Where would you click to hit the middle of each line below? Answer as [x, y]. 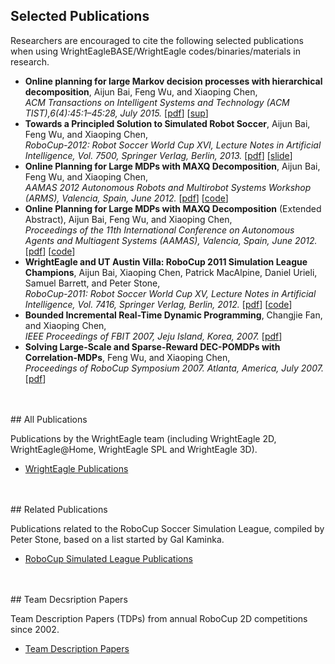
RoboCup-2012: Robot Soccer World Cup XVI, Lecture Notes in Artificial [173, 145]
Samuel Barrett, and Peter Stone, [92, 283]
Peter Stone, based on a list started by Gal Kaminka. [117, 539]
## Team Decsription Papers [69, 599]
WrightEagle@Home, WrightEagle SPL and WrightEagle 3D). [134, 449]
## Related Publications [59, 509]
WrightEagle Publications [76, 468]
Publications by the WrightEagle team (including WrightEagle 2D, [143, 438]
